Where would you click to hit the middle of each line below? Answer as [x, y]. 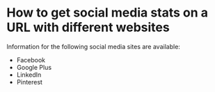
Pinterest [30, 82]
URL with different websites [88, 27]
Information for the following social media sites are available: [93, 46]
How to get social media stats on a [107, 13]
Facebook [31, 59]
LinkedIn [29, 75]
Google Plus [34, 67]
